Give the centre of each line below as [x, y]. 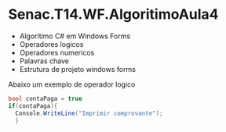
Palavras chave [44, 61]
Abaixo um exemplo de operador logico [72, 84]
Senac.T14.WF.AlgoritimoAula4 [113, 14]
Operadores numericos [57, 52]
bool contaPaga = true [45, 98]
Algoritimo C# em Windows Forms [75, 36]
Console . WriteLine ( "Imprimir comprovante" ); [89, 113]
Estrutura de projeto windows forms [77, 69]
